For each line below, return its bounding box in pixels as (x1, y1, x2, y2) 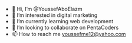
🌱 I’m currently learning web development (11, 18, 114, 24)
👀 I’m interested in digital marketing (11, 12, 98, 19)
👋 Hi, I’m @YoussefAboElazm (11, 6, 82, 12)
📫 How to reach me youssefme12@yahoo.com (11, 31, 126, 37)
